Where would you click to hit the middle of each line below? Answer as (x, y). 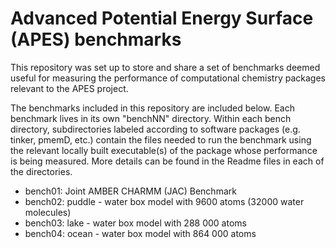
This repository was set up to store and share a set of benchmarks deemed (165, 67)
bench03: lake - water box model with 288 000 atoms (135, 223)
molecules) (48, 212)
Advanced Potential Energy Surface (162, 18)
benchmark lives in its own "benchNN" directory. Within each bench (151, 118)
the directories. (41, 171)
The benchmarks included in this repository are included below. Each (152, 108)
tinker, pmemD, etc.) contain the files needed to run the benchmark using (161, 139)
